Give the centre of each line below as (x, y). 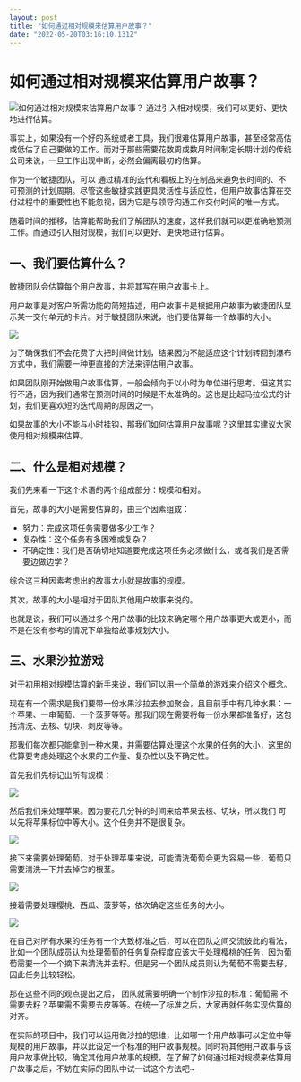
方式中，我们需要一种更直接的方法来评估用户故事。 (103, 364)
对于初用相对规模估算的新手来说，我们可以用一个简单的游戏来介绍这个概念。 (150, 684)
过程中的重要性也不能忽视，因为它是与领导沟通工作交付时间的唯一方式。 (150, 202)
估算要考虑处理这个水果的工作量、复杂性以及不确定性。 (111, 756)
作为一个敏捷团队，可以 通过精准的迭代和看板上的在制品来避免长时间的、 (144, 179)
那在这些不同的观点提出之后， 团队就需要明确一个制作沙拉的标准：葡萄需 (144, 993)
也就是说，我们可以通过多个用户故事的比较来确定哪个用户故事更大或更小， (146, 619)
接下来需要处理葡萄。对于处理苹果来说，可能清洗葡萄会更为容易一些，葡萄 (146, 858)
